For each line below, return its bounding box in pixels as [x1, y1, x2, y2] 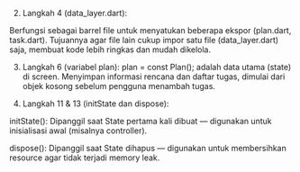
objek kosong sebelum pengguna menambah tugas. [22, 81, 216, 91]
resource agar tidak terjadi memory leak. [9, 152, 160, 163]
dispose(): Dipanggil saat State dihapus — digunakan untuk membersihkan [9, 143, 286, 153]
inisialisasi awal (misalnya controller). [9, 125, 148, 136]
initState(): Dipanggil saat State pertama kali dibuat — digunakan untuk [9, 116, 272, 126]
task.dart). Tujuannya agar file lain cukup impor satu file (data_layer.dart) [9, 35, 279, 45]
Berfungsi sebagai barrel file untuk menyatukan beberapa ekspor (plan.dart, [9, 25, 292, 35]
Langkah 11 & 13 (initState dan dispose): [22, 98, 169, 109]
